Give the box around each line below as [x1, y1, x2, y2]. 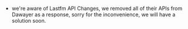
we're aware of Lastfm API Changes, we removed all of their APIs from [11, 5, 183, 12]
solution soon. [11, 17, 46, 24]
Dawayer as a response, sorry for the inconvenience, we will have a [11, 11, 176, 18]
